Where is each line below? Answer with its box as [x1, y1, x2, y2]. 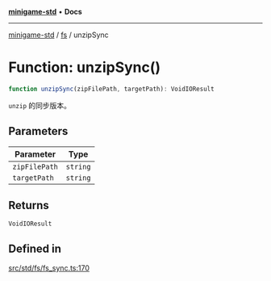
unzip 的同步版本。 [8, 100, 71, 110]
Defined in [8, 241, 62, 255]
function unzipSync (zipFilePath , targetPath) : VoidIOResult [8, 85, 215, 93]
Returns [8, 199, 50, 212]
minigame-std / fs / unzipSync [8, 30, 109, 40]
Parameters [8, 124, 69, 138]
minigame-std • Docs [8, 7, 82, 16]
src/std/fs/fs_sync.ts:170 [8, 263, 90, 273]
